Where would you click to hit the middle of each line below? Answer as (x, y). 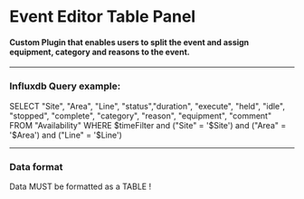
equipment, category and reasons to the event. (100, 52)
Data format (36, 166)
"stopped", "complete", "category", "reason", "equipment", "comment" (141, 116)
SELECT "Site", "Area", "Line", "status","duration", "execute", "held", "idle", (147, 106)
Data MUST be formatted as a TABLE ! (81, 186)
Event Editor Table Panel (103, 17)
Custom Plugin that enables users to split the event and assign (129, 42)
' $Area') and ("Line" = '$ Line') (66, 135)
